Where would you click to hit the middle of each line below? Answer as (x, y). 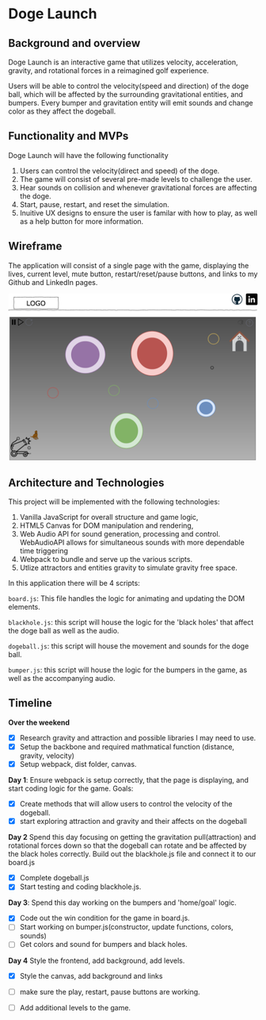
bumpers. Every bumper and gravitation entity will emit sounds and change (131, 103)
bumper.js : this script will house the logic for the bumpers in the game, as (128, 670)
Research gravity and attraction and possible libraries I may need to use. (138, 737)
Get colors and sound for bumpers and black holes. (103, 945)
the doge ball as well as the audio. (64, 631)
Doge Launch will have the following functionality (88, 155)
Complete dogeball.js (54, 878)
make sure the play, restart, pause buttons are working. (110, 991)
